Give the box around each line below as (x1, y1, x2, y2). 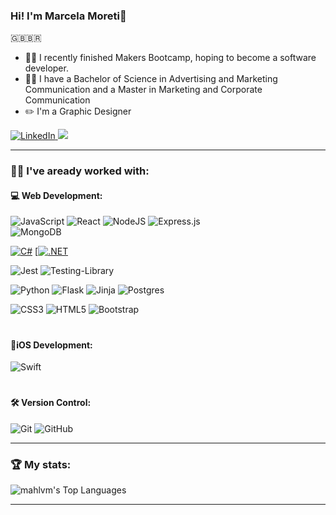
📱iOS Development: (10, 339, 93, 351)
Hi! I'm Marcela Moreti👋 (10, 9, 127, 23)
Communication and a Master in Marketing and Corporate (24, 84, 263, 96)
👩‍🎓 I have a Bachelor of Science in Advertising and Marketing (24, 73, 278, 85)
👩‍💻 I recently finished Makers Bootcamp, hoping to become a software (24, 52, 317, 64)
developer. (24, 62, 69, 74)
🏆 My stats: (10, 457, 72, 471)
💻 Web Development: (10, 189, 103, 201)
